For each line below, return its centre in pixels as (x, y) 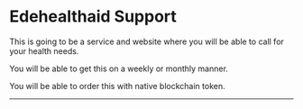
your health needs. (44, 50)
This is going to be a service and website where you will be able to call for (147, 41)
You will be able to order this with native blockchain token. (117, 86)
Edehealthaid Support (93, 17)
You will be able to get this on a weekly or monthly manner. (119, 68)
